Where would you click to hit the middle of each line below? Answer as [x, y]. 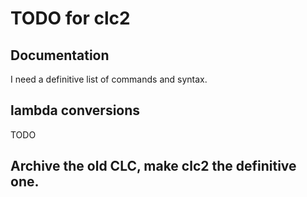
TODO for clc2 [70, 18]
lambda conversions [75, 110]
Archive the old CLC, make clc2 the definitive [153, 166]
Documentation [60, 55]
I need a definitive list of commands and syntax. [109, 79]
